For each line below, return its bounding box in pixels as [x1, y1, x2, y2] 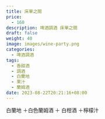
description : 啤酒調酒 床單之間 [6, 24, 78, 31]
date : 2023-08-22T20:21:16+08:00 [6, 90, 87, 96]
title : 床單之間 [6, 8, 42, 15]
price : [6, 14, 22, 20]
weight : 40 [6, 36, 33, 41]
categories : [6, 47, 35, 52]
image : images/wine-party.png [6, 41, 80, 47]
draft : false [6, 30, 38, 36]
